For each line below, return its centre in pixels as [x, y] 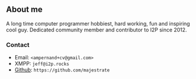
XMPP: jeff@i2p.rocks [42, 64]
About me [24, 10]
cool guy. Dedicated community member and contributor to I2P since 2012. [97, 30]
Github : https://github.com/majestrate [62, 70]
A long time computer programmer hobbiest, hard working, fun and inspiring [98, 23]
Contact [18, 45]
